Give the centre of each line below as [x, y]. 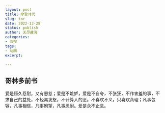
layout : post [18, 10]
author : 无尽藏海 [21, 32]
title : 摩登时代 [20, 14]
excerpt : [14, 55]
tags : [11, 46]
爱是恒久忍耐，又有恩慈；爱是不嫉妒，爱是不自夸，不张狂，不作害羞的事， [80, 93]
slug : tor [15, 19]
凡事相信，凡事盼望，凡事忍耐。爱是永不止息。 [61, 106]
